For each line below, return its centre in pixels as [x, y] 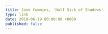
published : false [24, 24]
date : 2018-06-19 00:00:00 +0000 [41, 19]
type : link [17, 14]
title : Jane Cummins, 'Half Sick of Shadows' [54, 10]
